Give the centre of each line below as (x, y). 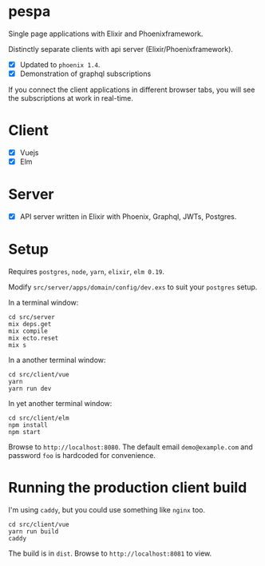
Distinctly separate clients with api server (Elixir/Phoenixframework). (121, 49)
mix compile (28, 331)
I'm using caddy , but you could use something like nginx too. (107, 510)
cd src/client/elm (39, 418)
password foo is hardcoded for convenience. (82, 456)
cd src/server (32, 317)
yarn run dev (30, 389)
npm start (25, 432)
